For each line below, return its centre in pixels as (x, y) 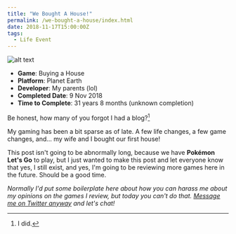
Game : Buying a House (51, 74)
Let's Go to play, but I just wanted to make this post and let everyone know (115, 160)
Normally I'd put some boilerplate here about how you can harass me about (117, 188)
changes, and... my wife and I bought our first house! (84, 139)
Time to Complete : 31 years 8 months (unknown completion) (106, 103)
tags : (15, 33)
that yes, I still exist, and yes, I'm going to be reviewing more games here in (116, 167)
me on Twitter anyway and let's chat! (61, 203)
